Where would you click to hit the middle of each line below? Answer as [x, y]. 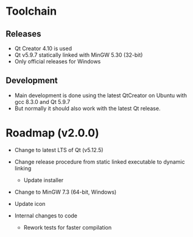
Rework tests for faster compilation [68, 227]
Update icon [30, 203]
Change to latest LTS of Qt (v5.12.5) [59, 150]
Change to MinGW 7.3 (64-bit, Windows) [65, 192]
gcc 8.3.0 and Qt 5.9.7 [42, 101]
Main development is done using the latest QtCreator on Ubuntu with [100, 95]
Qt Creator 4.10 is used [43, 48]
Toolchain [31, 11]
